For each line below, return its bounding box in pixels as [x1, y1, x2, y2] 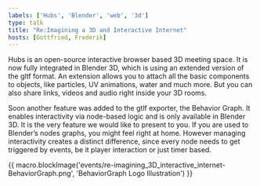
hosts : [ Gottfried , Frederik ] [8, 33, 107, 42]
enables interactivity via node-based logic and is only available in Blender [8, 111, 246, 122]
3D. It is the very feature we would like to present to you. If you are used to [8, 120, 249, 129]
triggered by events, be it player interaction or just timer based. [8, 145, 211, 155]
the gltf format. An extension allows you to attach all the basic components [8, 71, 250, 81]
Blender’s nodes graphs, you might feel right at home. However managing [8, 129, 246, 138]
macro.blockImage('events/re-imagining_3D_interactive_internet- [15, 160, 226, 170]
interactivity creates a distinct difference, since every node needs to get [8, 137, 240, 146]
